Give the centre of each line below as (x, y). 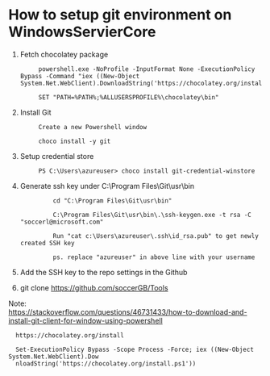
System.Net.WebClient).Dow (54, 357)
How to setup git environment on (120, 15)
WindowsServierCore (82, 32)
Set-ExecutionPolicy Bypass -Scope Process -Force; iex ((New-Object (135, 349)
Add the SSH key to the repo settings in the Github (104, 272)
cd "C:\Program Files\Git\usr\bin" (112, 201)
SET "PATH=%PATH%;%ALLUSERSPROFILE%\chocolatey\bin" (129, 97)
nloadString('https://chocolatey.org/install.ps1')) (106, 363)
